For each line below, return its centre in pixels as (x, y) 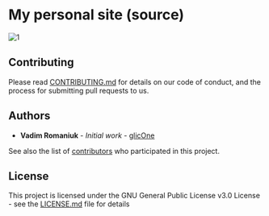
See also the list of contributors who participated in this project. (114, 151)
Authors (29, 116)
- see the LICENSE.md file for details (69, 204)
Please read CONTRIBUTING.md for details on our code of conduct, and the (134, 81)
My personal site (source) (96, 15)
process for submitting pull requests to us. (79, 90)
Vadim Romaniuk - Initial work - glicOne (87, 135)
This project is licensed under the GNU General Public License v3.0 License (134, 196)
